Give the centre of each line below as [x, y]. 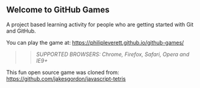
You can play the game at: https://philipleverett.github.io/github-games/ [95, 42]
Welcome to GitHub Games [58, 10]
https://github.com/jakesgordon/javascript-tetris [66, 78]
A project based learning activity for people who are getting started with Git [100, 24]
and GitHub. [21, 31]
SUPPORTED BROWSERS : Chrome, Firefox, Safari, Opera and [113, 54]
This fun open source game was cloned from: [63, 72]
